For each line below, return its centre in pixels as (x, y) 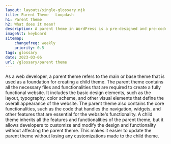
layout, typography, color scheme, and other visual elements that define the (85, 98)
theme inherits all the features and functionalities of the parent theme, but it (84, 120)
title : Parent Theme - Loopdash (39, 15)
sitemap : (15, 39)
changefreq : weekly (35, 43)
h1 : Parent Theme (24, 19)
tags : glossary (21, 52)
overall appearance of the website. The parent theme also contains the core (85, 104)
